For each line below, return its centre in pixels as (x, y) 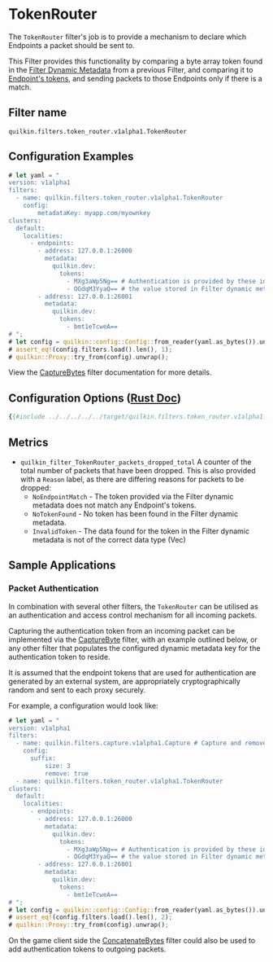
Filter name (38, 113)
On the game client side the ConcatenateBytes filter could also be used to (132, 941)
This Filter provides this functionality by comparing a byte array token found (135, 61)
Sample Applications (62, 566)
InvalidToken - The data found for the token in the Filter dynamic (141, 531)
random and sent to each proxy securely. (77, 690)
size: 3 (57, 766)
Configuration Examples (71, 157)
